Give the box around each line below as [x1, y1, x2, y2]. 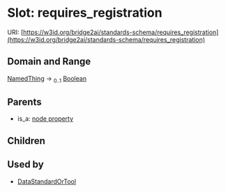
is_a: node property [17, 115, 74, 123]
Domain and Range [7, 56, 91, 68]
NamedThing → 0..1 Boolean [7, 74, 87, 84]
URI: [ [7, 28, 24, 36]
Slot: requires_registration [7, 5, 163, 21]
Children [7, 135, 45, 147]
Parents [7, 96, 42, 108]
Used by [7, 158, 44, 170]
